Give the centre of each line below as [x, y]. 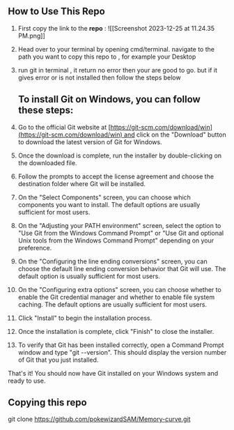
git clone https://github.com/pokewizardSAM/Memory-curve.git [99, 419]
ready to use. [27, 381]
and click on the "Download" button [175, 135]
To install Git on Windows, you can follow [109, 99]
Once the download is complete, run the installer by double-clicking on [120, 155]
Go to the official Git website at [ [64, 127]
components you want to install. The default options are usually [109, 204]
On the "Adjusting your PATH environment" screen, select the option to [119, 225]
